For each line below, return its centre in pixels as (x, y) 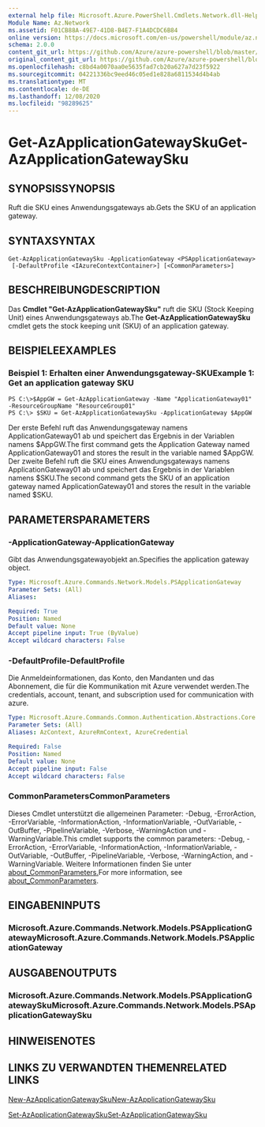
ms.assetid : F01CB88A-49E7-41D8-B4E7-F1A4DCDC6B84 (93, 30)
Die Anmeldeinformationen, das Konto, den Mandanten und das (111, 678)
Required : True (33, 611)
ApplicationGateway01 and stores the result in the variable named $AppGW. (131, 453)
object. (20, 568)
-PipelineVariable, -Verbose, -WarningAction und (122, 830)
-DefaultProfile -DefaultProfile (66, 661)
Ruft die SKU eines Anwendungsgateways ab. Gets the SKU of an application (132, 208)
